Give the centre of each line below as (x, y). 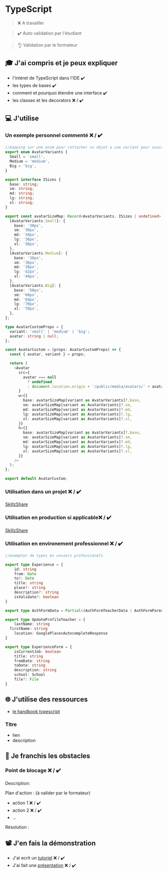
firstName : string (29, 629)
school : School (30, 675)
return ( (19, 363)
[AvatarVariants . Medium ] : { (39, 253)
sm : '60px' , (26, 295)
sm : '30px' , (26, 230)
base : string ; (24, 184)
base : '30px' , (29, 225)
